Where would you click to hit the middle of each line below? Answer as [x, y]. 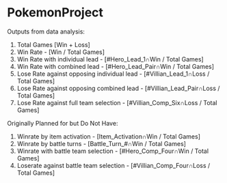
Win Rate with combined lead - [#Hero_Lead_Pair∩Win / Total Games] [115, 66]
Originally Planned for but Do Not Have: [63, 123]
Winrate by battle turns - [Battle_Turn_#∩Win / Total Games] [102, 143]
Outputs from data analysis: [46, 31]
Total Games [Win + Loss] [53, 44]
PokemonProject [55, 13]
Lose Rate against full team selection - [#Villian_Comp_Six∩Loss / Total [117, 102]
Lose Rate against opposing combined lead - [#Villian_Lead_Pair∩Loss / [118, 88]
